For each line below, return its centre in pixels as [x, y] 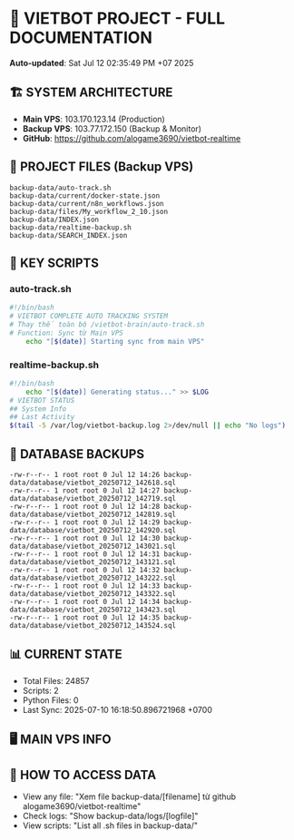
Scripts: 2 [40, 690]
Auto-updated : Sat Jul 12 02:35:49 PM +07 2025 [102, 63]
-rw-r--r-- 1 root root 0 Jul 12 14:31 [85, 554]
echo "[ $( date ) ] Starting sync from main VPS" [115, 341]
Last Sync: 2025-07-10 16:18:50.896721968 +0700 [118, 709]
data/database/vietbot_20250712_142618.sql [93, 483]
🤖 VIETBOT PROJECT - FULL [117, 19]
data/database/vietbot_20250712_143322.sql [93, 593]
